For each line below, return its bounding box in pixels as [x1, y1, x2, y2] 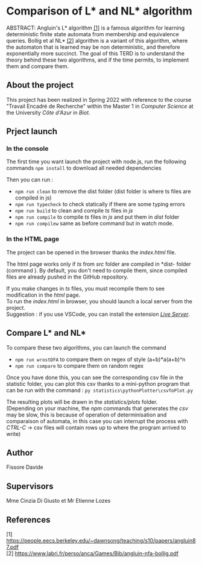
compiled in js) [14, 194, 52, 201]
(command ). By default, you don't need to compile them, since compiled [6, 266, 188, 274]
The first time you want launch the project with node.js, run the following [6, 158, 187, 165]
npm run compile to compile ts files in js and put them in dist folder [14, 213, 180, 221]
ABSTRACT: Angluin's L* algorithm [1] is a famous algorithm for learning [6, 24, 185, 31]
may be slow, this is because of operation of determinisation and [6, 411, 167, 418]
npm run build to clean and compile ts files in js [14, 207, 133, 215]
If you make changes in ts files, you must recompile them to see [6, 285, 165, 292]
